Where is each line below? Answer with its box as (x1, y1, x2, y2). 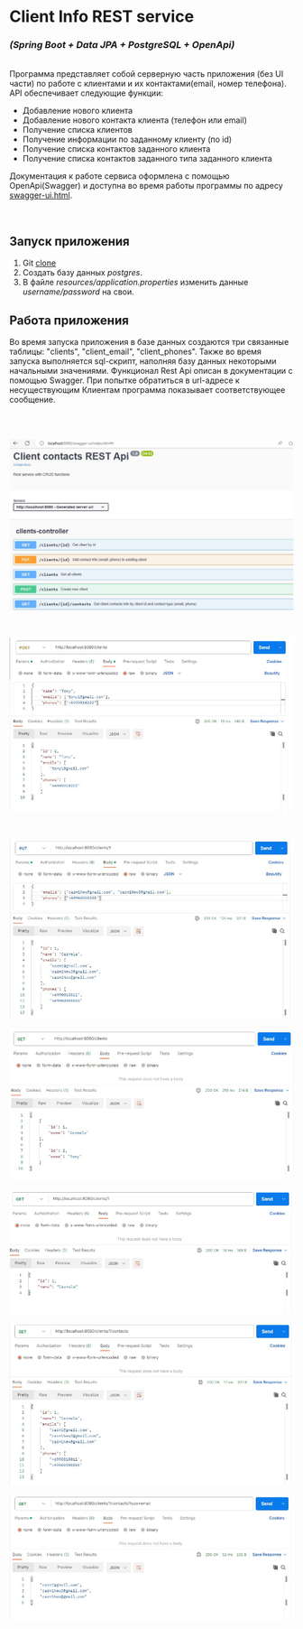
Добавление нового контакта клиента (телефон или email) (22, 115, 248, 126)
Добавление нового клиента (22, 106, 133, 116)
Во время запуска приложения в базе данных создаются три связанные (9, 337, 289, 348)
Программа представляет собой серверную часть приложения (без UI (9, 69, 284, 79)
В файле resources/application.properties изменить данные (22, 277, 249, 288)
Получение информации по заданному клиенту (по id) (22, 134, 233, 145)
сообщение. (9, 395, 56, 405)
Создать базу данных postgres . (22, 267, 142, 278)
